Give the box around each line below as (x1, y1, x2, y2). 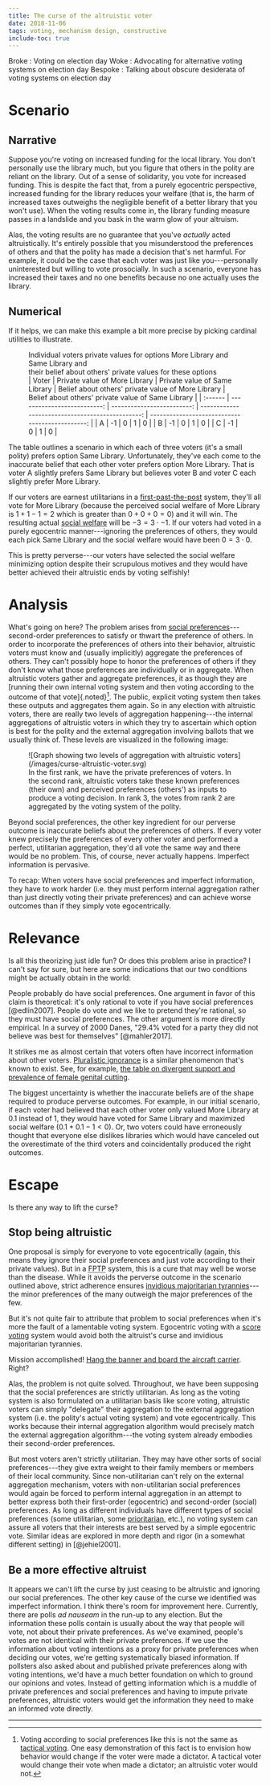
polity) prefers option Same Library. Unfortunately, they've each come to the (8, 451, 261, 461)
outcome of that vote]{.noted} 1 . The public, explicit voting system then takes (8, 690, 261, 702)
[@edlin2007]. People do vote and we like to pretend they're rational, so (8, 1006, 247, 1015)
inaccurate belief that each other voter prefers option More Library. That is (8, 460, 255, 469)
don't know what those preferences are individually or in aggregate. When (8, 665, 255, 674)
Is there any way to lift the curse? (8, 1202, 118, 1212)
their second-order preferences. (8, 1439, 115, 1448)
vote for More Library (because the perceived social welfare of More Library (8, 501, 260, 510)
